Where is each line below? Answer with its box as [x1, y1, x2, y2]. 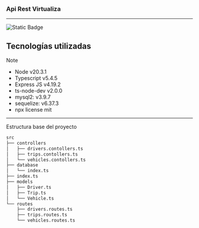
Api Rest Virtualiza [6, 5, 61, 13]
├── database [6, 162, 38, 168]
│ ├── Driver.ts [6, 184, 52, 190]
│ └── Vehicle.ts [6, 195, 54, 201]
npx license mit [14, 106, 52, 113]
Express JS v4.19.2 [14, 81, 61, 88]
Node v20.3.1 [14, 68, 47, 75]
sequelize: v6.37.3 [14, 100, 59, 107]
